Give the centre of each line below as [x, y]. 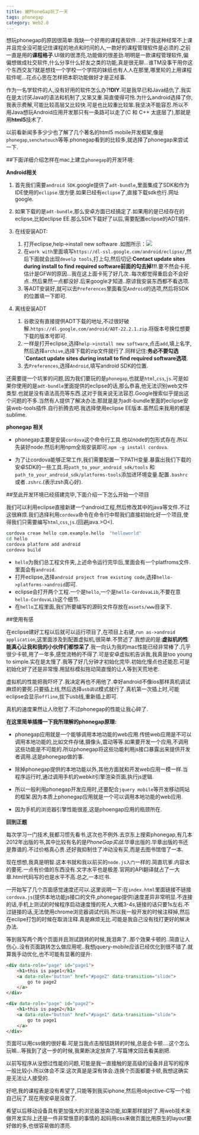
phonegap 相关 [25, 427]
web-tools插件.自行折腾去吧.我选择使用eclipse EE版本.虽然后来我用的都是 [101, 408]
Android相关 [22, 172]
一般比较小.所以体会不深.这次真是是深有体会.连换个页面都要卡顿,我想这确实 [97, 1071]
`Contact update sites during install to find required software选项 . [106, 358]
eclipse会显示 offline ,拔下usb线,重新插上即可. [62, 696]
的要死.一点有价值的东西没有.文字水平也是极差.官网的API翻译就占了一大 [93, 869]
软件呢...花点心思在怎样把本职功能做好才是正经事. [66, 77]
